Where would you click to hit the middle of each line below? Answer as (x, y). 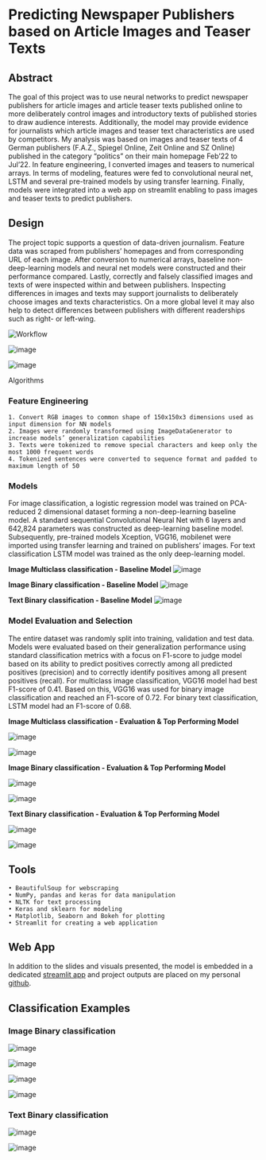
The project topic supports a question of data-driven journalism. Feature (126, 242)
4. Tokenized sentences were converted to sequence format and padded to (133, 459)
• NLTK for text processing (55, 902)
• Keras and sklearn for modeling (66, 909)
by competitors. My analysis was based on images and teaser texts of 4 (126, 139)
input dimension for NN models (60, 424)
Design (26, 223)
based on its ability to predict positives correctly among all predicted (120, 664)
